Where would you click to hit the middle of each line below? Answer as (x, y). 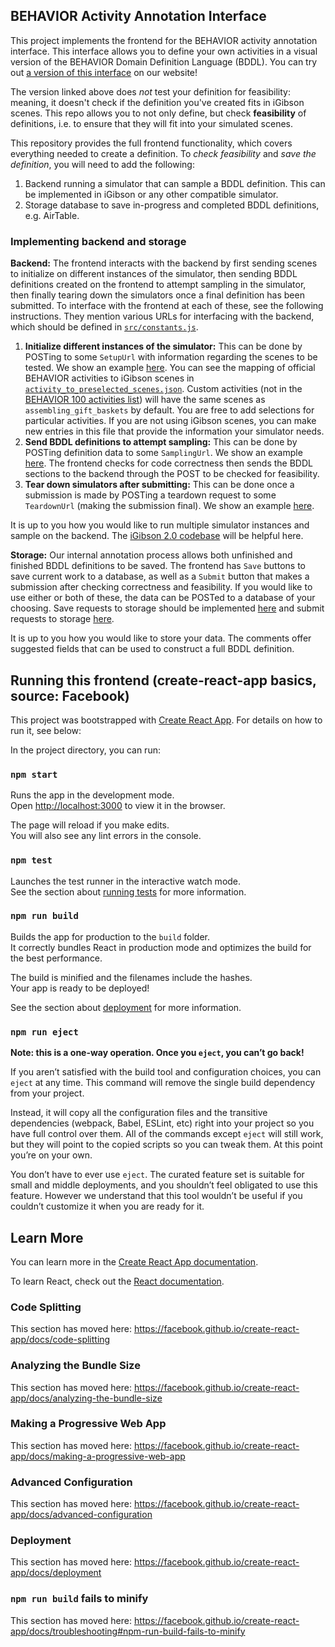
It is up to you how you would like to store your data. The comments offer (161, 638)
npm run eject (44, 1032)
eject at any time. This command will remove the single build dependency (163, 1083)
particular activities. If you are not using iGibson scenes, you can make (170, 421)
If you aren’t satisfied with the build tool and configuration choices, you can (166, 1072)
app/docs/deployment (56, 1573)
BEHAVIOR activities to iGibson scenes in (109, 378)
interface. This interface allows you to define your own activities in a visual (164, 51)
